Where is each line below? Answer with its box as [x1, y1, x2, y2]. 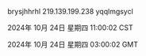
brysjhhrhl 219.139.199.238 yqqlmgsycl [7, 7, 134, 16]
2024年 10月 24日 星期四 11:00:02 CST [7, 23, 133, 32]
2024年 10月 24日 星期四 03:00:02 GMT [7, 39, 139, 49]
